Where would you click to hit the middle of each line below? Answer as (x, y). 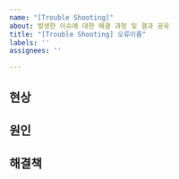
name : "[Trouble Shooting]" (62, 17)
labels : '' (30, 43)
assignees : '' (36, 51)
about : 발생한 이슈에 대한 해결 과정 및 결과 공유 (89, 26)
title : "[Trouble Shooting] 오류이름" (78, 34)
